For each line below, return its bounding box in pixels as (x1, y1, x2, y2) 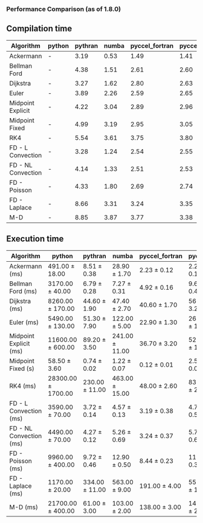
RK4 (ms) (9, 381, 36, 390)
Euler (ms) (9, 318, 39, 326)
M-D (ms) (9, 502, 38, 511)
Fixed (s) (9, 364, 35, 373)
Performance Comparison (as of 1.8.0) (6, 5, 121, 13)
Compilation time (6, 24, 72, 34)
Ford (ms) (9, 287, 37, 295)
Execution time (6, 234, 64, 244)
